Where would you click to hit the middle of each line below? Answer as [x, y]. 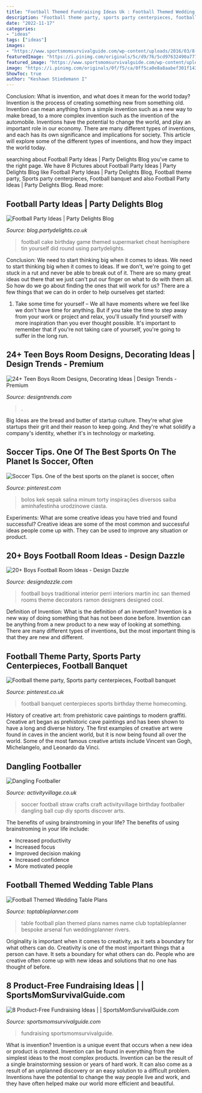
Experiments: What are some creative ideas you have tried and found [92, 517]
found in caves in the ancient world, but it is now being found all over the [96, 735]
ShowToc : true [24, 74]
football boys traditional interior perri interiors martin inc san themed [106, 594]
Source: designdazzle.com [39, 582]
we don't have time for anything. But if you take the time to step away [101, 310]
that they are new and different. [45, 637]
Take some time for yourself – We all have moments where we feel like [102, 304]
